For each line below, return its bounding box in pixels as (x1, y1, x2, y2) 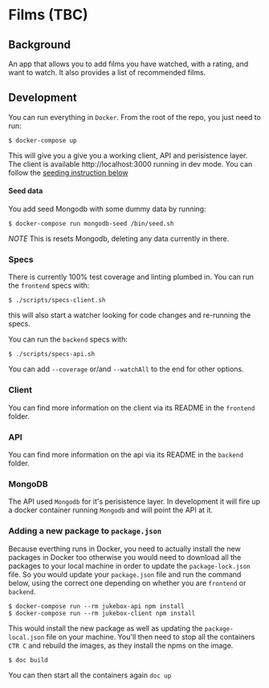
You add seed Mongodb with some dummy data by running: (8, 204, 206, 214)
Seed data (8, 186, 43, 196)
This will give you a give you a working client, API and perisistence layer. (8, 151, 248, 160)
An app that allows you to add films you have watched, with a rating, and (8, 59, 249, 68)
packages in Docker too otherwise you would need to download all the (8, 552, 242, 562)
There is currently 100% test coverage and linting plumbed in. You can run (8, 272, 255, 282)
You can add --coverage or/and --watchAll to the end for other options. (8, 364, 244, 374)
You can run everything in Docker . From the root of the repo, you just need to (8, 112, 261, 122)
